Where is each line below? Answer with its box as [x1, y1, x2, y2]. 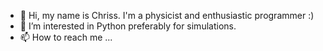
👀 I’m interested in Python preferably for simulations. [19, 20, 237, 32]
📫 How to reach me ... [19, 31, 113, 43]
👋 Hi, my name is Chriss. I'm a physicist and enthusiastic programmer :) [19, 10, 315, 21]
